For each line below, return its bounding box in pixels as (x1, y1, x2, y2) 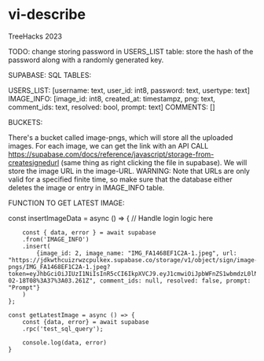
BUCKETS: (8, 117, 43, 127)
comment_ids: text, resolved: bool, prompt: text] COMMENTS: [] (8, 102, 215, 112)
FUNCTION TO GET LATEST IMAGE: (8, 198, 125, 208)
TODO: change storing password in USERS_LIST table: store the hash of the (8, 46, 254, 56)
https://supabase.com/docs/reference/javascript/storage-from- (8, 149, 214, 159)
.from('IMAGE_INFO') (22, 235, 90, 243)
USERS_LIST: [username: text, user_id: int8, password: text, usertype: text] (8, 85, 250, 95)
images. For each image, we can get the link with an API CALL (8, 141, 209, 150)
